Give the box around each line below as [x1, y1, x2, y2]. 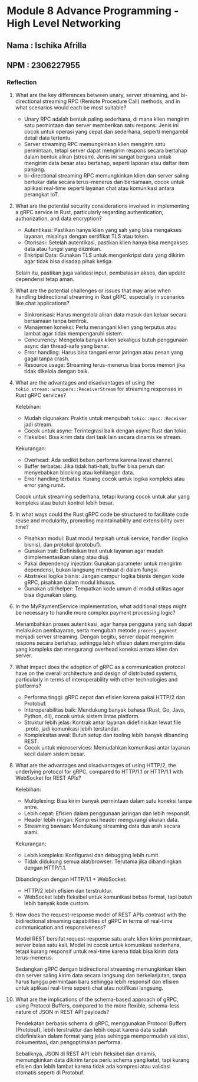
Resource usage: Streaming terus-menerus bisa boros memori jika [24, 361, 185, 369]
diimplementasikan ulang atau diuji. [24, 554, 110, 561]
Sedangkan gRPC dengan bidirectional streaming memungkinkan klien [15, 965, 186, 973]
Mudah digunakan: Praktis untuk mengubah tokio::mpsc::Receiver [24, 415, 187, 422]
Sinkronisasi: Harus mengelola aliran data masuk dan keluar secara [24, 311, 187, 318]
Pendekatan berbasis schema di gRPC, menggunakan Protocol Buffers [15, 1020, 187, 1027]
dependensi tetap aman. [15, 276, 75, 283]
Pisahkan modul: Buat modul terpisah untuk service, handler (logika [24, 535, 188, 542]
